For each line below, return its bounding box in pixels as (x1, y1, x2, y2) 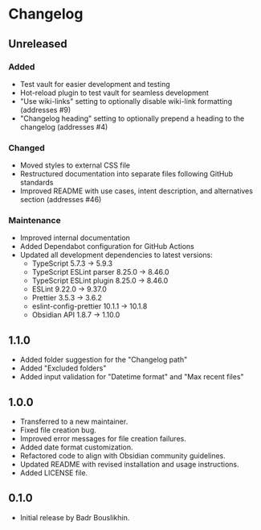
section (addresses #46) (19, 195, 102, 205)
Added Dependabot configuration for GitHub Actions (19, 242, 194, 251)
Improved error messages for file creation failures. (19, 434, 186, 444)
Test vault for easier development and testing (19, 79, 170, 89)
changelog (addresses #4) (19, 122, 108, 131)
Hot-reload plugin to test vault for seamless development (19, 88, 209, 97)
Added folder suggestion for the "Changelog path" (19, 355, 188, 365)
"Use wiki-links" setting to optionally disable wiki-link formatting (19, 96, 233, 106)
